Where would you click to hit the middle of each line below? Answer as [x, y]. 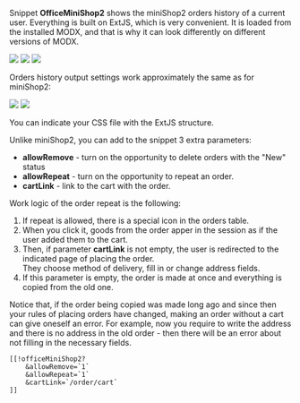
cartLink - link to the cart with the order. [96, 186]
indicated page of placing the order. [88, 258]
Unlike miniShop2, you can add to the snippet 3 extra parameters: [131, 140]
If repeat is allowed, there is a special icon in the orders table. [135, 220]
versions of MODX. [44, 41]
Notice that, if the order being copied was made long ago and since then [143, 304]
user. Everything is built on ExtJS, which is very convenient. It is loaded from [150, 22]
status [34, 167]
